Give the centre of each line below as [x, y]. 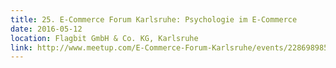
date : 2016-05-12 [46, 29]
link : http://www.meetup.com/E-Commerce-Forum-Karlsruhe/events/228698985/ [171, 47]
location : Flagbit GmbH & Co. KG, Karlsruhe [104, 38]
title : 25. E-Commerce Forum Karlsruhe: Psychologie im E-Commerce [154, 19]
